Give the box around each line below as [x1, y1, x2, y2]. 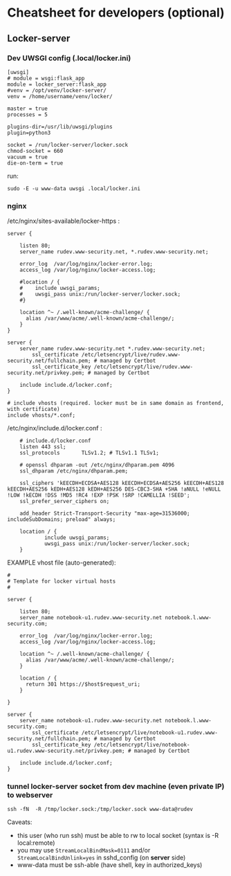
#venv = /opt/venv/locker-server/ [7, 86, 107, 94]
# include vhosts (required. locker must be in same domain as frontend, [7, 400, 225, 407]
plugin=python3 [7, 129, 51, 136]
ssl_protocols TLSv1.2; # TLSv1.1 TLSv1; [19, 450, 159, 457]
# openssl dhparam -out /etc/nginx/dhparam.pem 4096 [19, 462, 175, 468]
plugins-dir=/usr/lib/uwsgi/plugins [7, 123, 113, 130]
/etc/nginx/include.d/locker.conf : [7, 424, 102, 432]
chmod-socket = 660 [7, 147, 64, 154]
